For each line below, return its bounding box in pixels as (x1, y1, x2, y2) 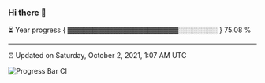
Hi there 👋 (8, 7, 47, 18)
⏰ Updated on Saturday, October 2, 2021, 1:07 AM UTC (8, 51, 187, 60)
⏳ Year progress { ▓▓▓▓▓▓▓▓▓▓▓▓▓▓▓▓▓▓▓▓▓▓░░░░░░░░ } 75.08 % (8, 25, 252, 34)
